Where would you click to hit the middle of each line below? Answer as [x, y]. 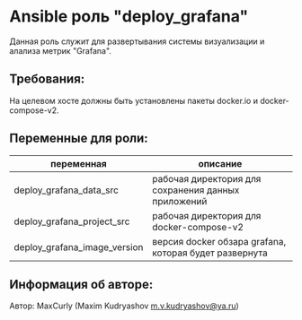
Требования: [47, 79]
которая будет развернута [210, 253]
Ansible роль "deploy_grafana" [129, 17]
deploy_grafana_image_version [79, 246]
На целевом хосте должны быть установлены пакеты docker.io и [134, 100]
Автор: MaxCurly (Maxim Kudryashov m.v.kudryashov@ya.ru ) [124, 306]
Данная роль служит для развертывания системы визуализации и [137, 41]
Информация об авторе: [81, 284]
